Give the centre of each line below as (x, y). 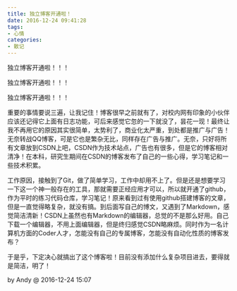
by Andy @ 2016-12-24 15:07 (49, 280)
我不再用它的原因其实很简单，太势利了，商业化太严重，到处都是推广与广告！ (119, 130)
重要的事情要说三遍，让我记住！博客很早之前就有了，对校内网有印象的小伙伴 (119, 112)
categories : (25, 40)
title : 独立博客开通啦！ (39, 14)
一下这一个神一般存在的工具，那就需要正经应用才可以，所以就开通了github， (119, 189)
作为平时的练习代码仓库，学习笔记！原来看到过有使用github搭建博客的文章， (119, 198)
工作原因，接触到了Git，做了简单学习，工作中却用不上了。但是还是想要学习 (116, 180)
